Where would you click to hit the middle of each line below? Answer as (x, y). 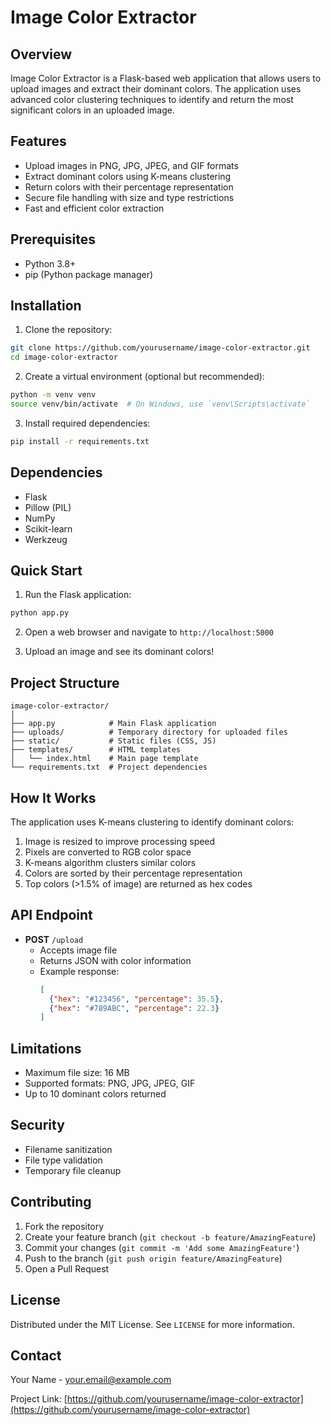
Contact (36, 1355)
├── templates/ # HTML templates (96, 750)
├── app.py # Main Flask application (113, 724)
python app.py (40, 613)
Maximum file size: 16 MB (77, 1073)
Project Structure (65, 682)
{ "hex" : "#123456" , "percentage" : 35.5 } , (136, 999)
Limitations (46, 1048)
